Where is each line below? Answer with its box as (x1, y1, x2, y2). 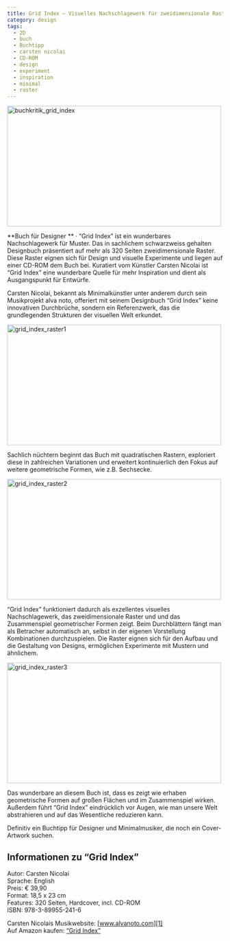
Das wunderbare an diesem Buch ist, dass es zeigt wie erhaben (7, 789, 187, 797)
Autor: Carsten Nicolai (7, 869, 70, 877)
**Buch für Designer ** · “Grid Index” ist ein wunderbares (7, 232, 171, 240)
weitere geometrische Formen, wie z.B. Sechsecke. (7, 465, 152, 474)
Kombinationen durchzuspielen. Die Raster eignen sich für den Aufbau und (7, 634, 218, 642)
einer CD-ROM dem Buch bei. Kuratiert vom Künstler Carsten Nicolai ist (7, 262, 209, 270)
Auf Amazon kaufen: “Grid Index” (7, 926, 101, 934)
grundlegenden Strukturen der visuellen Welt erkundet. (7, 311, 163, 319)
